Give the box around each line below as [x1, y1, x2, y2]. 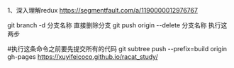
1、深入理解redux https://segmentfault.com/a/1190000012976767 [7, 6, 199, 14]
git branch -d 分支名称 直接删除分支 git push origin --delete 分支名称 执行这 [7, 21, 228, 29]
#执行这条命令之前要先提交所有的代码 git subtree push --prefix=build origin [7, 45, 228, 53]
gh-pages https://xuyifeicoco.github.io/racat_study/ [7, 53, 158, 61]
